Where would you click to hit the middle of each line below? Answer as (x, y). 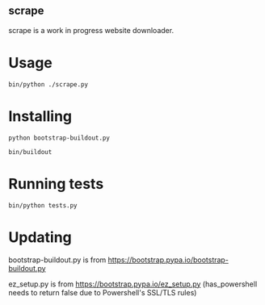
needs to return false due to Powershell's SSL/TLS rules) (103, 292)
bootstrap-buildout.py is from (57, 260)
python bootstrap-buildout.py (59, 138)
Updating (40, 237)
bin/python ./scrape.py (48, 84)
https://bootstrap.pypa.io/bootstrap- (168, 260)
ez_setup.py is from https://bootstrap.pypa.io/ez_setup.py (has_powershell (133, 284)
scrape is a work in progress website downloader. (91, 30)
